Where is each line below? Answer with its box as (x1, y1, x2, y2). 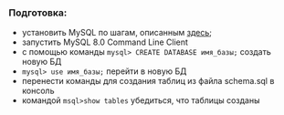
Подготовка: (8, 6, 68, 19)
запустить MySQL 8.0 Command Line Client (21, 37, 189, 47)
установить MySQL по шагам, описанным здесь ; (21, 27, 212, 38)
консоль (21, 85, 55, 97)
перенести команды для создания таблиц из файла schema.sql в (21, 76, 275, 87)
